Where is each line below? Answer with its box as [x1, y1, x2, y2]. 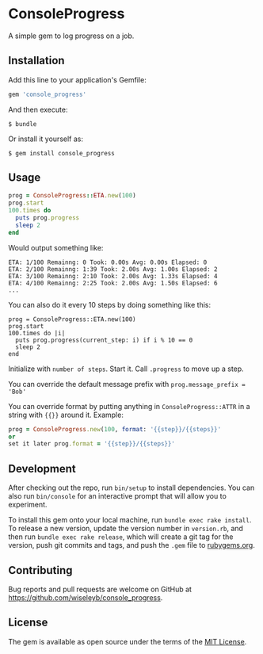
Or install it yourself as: [8, 134, 83, 143]
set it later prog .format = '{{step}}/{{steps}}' [8, 440, 176, 448]
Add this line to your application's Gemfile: [8, 75, 147, 84]
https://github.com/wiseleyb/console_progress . [8, 592, 163, 602]
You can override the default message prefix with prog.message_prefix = [8, 379, 246, 388]
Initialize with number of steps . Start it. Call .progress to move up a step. [8, 364, 244, 373]
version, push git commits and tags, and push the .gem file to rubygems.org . [8, 541, 256, 550]
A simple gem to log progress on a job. [8, 31, 135, 40]
